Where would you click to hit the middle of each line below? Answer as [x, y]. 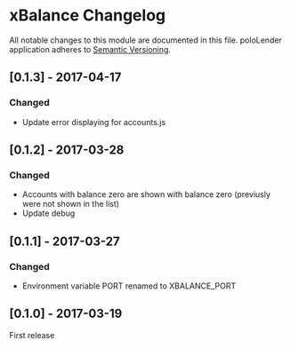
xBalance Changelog [88, 16]
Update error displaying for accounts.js [94, 122]
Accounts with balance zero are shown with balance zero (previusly [146, 194]
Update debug [48, 213]
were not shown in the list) [71, 204]
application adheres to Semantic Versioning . [90, 49]
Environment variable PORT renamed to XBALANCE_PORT [129, 286]
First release [32, 335]
